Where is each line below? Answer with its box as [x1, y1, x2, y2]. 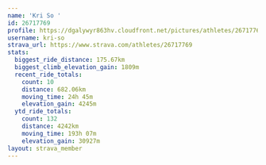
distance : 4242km [21, 122, 79, 130]
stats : [7, 48, 29, 56]
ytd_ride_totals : [14, 108, 72, 116]
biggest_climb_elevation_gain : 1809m [14, 63, 140, 71]
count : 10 [21, 78, 55, 86]
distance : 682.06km [21, 85, 87, 94]
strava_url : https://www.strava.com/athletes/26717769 [7, 41, 193, 49]
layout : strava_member [7, 144, 83, 152]
